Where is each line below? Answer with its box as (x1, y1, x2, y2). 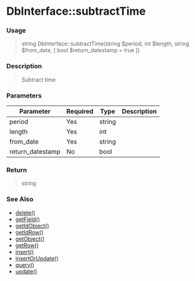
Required (66, 107, 94, 116)
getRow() (15, 241, 39, 249)
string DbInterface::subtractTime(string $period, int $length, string (21, 40, 189, 47)
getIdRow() (15, 228, 44, 236)
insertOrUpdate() (15, 255, 59, 262)
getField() (15, 215, 40, 223)
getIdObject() (15, 222, 50, 229)
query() (15, 261, 35, 268)
